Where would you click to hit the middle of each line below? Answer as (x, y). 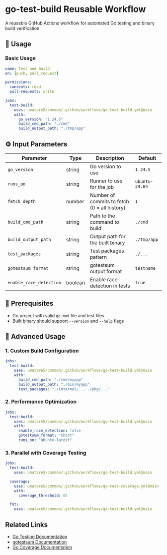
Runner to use (106, 181)
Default (147, 158)
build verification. (23, 28)
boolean (76, 282)
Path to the (102, 216)
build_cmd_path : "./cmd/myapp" (51, 380)
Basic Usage (21, 58)
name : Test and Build (28, 68)
